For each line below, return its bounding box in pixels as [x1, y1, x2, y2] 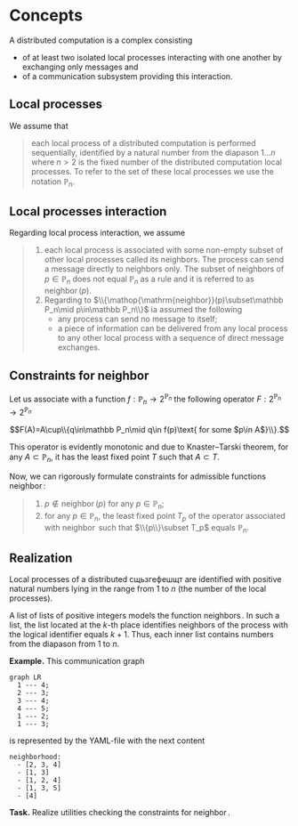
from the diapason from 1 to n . [9, 638, 120, 650]
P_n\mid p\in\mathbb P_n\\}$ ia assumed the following [44, 304, 243, 315]
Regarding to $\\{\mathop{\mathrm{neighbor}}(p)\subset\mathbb [44, 295, 284, 305]
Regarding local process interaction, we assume [9, 228, 185, 239]
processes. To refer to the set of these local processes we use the [30, 166, 274, 176]
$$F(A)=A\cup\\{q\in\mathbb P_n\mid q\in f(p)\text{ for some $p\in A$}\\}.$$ [9, 425, 290, 435]
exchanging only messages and [21, 61, 139, 72]
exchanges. [57, 342, 101, 352]
